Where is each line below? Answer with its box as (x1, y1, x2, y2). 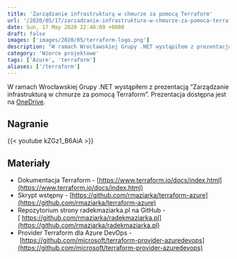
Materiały (7, 157, 51, 169)
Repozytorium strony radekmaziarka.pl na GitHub (17, 206, 162, 214)
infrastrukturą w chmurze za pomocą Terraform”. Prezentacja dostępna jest (7, 90, 227, 98)
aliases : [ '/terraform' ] (7, 63, 80, 70)
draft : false (7, 30, 46, 38)
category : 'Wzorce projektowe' (7, 50, 99, 57)
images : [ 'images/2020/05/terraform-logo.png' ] (7, 37, 150, 44)
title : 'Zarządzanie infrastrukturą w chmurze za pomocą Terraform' (7, 10, 213, 18)
